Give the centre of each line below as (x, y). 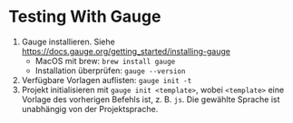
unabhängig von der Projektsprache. (90, 109)
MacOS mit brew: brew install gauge (105, 61)
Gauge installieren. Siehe (68, 42)
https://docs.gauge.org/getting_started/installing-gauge (126, 51)
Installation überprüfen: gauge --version (110, 71)
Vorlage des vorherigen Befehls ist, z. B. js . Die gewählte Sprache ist (151, 99)
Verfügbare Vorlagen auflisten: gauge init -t (107, 80)
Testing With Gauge (85, 17)
